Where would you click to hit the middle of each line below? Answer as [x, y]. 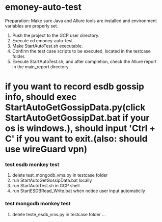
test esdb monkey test [32, 165]
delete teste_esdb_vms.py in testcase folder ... [59, 214]
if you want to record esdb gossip [75, 87]
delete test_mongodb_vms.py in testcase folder [60, 175]
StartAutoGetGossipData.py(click [75, 108]
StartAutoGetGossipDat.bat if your [77, 118]
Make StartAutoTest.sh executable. [48, 46]
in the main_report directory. [41, 67]
